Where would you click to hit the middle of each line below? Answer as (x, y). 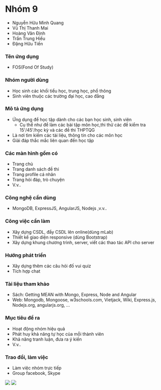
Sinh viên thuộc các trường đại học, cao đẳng (58, 96)
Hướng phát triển (26, 255)
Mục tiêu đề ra (23, 318)
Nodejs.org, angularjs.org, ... (41, 305)
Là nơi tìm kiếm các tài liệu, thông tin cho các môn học (67, 135)
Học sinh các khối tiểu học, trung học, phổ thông (62, 91)
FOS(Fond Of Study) (33, 67)
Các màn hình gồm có (31, 153)
